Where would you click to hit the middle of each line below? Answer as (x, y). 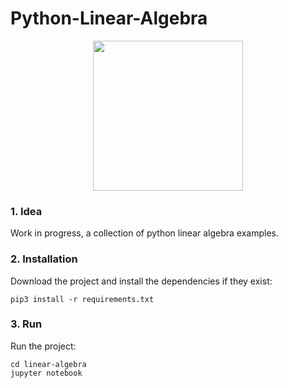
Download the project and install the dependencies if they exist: (141, 281)
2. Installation (44, 259)
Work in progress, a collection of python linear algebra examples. (145, 233)
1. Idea (26, 211)
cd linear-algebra (48, 364)
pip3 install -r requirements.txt (82, 299)
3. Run (26, 324)
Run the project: (43, 346)
